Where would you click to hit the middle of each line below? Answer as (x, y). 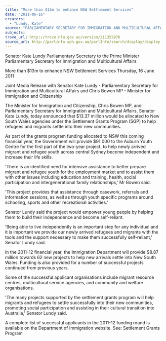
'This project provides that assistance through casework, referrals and (77, 192)
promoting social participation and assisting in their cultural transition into (80, 308)
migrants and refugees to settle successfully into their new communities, (79, 303)
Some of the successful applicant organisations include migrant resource (80, 277)
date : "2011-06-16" (25, 14)
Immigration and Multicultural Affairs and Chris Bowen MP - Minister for (78, 91)
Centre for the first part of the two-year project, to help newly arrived (75, 147)
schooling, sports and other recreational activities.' (57, 202)
